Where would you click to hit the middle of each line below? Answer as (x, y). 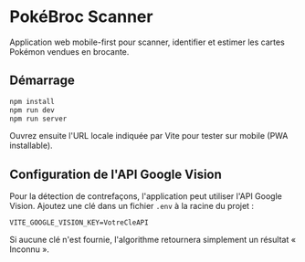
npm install (32, 101)
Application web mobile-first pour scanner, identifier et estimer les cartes (147, 42)
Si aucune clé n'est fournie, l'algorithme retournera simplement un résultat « (153, 240)
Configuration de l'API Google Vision (116, 174)
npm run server (38, 119)
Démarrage (42, 81)
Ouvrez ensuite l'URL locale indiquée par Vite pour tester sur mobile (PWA (149, 136)
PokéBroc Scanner (81, 17)
